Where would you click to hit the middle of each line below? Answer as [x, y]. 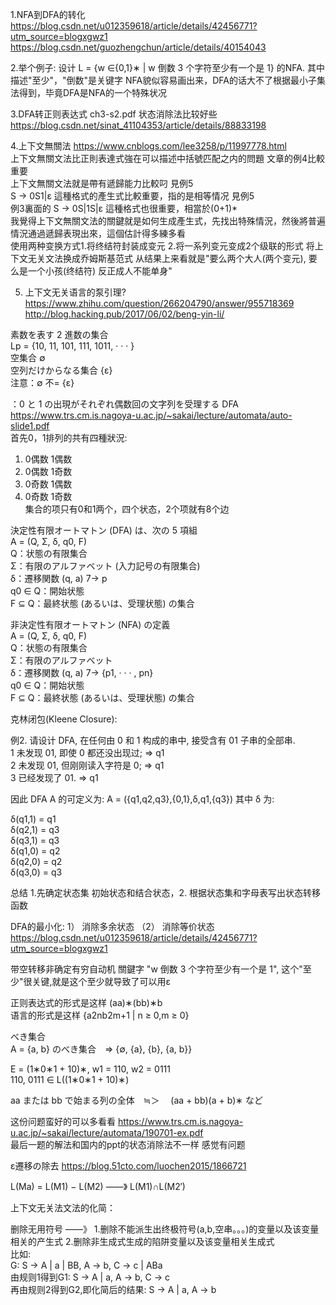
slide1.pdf [30, 426]
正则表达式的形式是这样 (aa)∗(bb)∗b [86, 1002]
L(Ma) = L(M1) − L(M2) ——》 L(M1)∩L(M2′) [98, 1186]
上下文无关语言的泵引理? [75, 292]
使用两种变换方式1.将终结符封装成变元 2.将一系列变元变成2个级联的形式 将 [162, 246]
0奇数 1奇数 [48, 496]
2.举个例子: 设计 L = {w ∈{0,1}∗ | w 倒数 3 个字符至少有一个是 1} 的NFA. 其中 [167, 67]
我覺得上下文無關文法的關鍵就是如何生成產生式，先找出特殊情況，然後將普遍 [168, 221]
